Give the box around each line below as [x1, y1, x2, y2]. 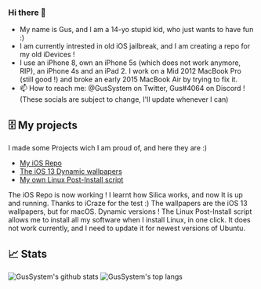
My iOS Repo [19, 158, 63, 168]
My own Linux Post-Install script [19, 175, 124, 185]
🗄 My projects [8, 118, 78, 132]
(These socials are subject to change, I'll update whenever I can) [19, 95, 229, 104]
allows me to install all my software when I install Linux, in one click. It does [8, 215, 251, 225]
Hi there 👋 [8, 7, 47, 18]
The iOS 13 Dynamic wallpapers [19, 167, 123, 176]
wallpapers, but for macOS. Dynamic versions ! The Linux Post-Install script [8, 207, 252, 216]
